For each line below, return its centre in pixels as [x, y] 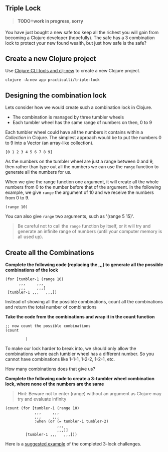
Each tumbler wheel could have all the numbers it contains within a [74, 132]
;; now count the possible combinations [48, 326]
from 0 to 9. [17, 198]
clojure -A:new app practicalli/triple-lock [52, 80]
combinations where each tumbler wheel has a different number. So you [80, 354]
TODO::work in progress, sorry [50, 21]
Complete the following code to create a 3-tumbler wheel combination [80, 379]
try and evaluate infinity [42, 399]
